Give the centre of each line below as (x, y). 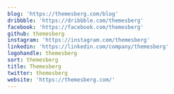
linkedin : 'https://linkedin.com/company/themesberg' (88, 47)
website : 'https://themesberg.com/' (61, 80)
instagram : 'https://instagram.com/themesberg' (79, 40)
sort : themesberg (33, 60)
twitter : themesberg (38, 73)
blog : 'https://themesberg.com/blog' (63, 14)
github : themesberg (36, 34)
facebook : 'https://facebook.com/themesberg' (75, 27)
